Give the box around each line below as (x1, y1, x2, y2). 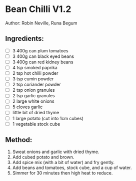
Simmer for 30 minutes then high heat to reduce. (12, 170, 113, 176)
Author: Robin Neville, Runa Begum (5, 20, 77, 26)
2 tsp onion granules (12, 87, 55, 93)
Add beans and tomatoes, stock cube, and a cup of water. (12, 165, 132, 171)
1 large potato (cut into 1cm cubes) (12, 115, 84, 121)
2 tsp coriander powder (12, 81, 61, 88)
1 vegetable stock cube (12, 121, 60, 127)
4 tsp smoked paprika (12, 64, 57, 70)
